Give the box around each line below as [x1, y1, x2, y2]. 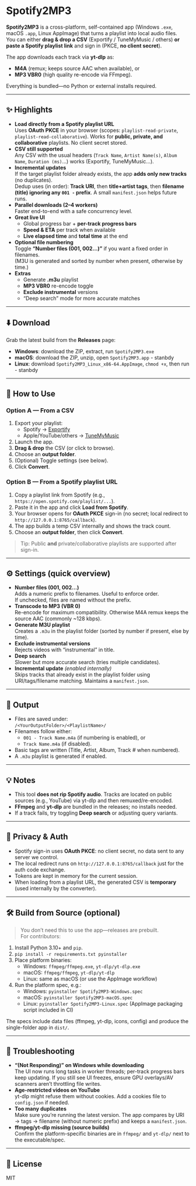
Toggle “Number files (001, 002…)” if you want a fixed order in [14, 245, 168, 252]
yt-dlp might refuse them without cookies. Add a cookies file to [14, 1093, 166, 1100]
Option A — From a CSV [6, 406, 75, 414]
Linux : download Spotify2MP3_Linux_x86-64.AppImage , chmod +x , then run [14, 360, 190, 367]
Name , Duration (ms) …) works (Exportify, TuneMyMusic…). [14, 158, 155, 165]
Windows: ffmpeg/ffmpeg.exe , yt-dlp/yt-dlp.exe [23, 962, 141, 970]
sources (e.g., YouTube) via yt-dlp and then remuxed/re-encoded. [14, 797, 173, 804]
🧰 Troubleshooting [6, 1047, 75, 1056]
